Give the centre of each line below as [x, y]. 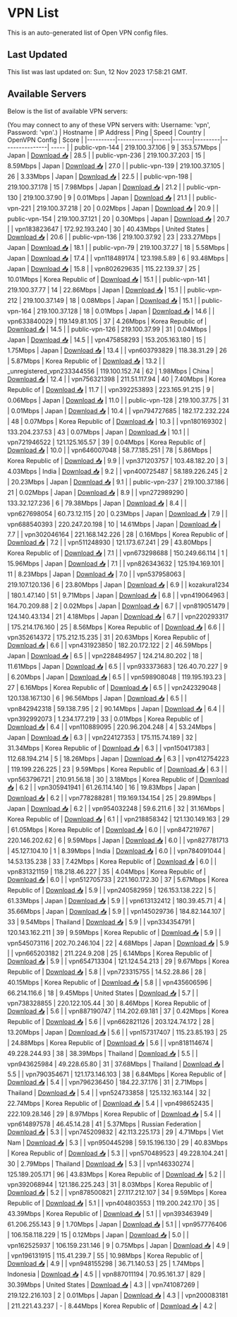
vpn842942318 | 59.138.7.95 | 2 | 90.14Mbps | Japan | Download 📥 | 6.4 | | [116, 708]
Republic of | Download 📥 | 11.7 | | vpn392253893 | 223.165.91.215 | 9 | [111, 389]
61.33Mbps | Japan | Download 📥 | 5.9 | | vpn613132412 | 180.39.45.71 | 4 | [117, 900]
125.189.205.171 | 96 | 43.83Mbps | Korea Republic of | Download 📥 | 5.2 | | [116, 1174]
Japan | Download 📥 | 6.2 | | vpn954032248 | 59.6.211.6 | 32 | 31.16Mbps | [116, 808]
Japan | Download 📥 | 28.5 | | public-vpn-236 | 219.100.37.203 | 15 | [107, 155]
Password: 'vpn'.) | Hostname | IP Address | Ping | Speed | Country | [107, 132]
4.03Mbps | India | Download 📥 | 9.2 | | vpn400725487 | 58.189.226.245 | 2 [117, 471]
